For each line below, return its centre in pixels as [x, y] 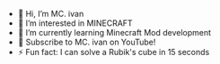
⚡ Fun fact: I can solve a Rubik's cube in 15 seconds [114, 52]
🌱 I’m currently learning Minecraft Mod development [114, 32]
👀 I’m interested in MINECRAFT [75, 23]
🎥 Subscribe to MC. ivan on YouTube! [87, 42]
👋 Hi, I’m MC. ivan [51, 14]
